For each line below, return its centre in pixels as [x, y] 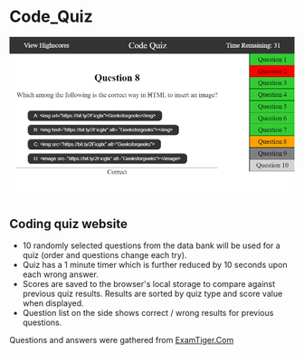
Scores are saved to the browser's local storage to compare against [149, 284]
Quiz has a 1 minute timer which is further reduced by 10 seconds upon [155, 265]
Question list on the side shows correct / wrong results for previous [148, 313]
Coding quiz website [69, 224]
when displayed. [53, 303]
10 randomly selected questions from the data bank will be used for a [151, 245]
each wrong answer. [61, 274]
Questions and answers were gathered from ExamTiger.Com [122, 340]
